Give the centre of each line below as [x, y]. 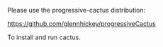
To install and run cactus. [44, 37]
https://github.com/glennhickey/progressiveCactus [81, 23]
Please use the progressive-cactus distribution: [77, 10]
